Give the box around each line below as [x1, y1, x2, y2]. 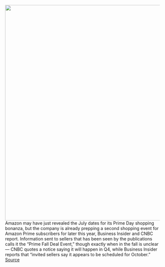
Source [5, 257, 20, 263]
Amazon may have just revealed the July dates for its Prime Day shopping [5, 220, 155, 226]
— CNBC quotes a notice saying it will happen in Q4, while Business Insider [5, 246, 158, 252]
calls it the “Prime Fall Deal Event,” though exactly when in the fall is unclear [5, 241, 159, 247]
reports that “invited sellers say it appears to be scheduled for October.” [5, 252, 151, 257]
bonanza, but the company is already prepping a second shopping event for [5, 226, 159, 231]
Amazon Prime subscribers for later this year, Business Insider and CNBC [5, 231, 153, 236]
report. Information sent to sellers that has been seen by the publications [5, 236, 152, 241]
